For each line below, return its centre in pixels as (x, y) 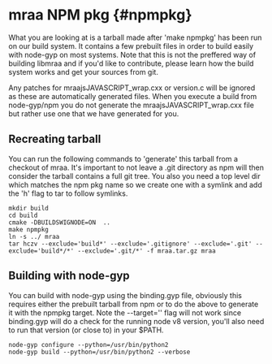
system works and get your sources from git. (83, 71)
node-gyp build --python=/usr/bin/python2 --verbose (99, 352)
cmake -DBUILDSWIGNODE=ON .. (60, 222)
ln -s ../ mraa (34, 236)
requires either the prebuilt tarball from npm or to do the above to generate (134, 304)
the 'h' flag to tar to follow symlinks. (68, 193)
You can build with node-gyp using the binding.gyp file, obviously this (125, 295)
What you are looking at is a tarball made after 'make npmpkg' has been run (135, 37)
